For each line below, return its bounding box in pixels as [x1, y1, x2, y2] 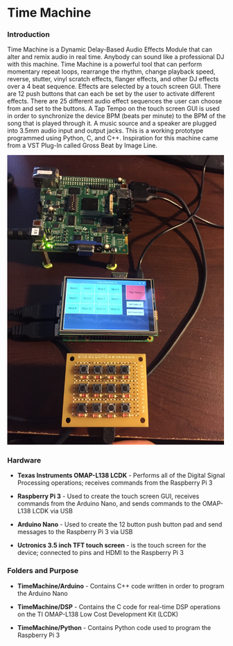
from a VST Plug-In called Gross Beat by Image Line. [7, 141, 158, 150]
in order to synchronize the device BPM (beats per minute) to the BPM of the [7, 112, 226, 120]
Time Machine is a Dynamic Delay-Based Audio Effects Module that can [7, 45, 213, 53]
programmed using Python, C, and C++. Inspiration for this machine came [7, 134, 218, 142]
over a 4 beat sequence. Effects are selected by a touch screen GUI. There [7, 82, 221, 91]
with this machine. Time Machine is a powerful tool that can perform [7, 60, 202, 69]
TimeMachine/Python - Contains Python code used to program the [17, 623, 212, 631]
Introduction [7, 30, 50, 40]
